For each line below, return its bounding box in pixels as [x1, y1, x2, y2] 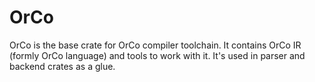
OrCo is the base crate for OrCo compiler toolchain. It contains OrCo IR [9, 39, 302, 51]
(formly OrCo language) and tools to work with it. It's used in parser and [9, 49, 306, 61]
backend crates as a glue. [9, 60, 116, 72]
